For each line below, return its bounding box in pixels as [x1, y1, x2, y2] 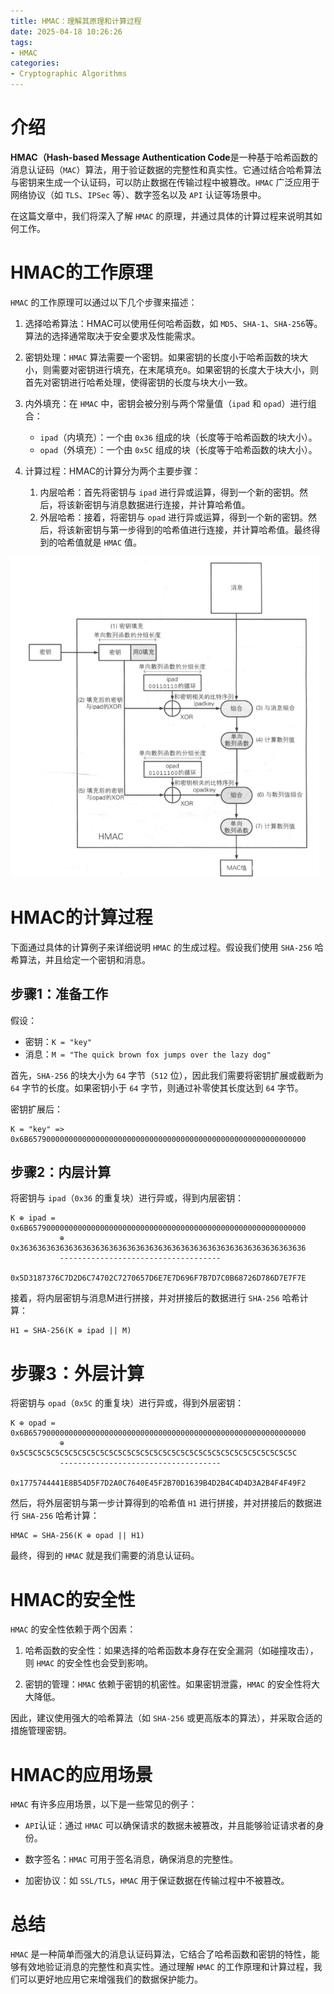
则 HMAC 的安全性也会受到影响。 [24, 1657, 154, 1669]
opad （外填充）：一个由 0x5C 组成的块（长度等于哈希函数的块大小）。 [39, 443, 318, 455]
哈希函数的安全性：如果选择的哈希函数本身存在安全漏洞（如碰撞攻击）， [24, 1645, 319, 1657]
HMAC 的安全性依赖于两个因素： [10, 1623, 137, 1635]
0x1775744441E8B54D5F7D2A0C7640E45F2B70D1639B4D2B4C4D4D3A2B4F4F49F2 [10, 1478, 307, 1489]
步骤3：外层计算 [10, 1362, 145, 1385]
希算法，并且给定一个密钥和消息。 [10, 953, 151, 965]
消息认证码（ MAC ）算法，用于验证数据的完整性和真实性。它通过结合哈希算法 [10, 163, 322, 175]
